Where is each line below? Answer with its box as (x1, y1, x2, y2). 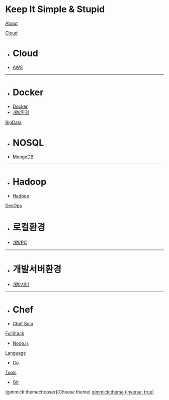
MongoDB (12, 154, 34, 160)
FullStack (5, 330, 25, 336)
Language (5, 350, 26, 356)
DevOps (5, 203, 22, 209)
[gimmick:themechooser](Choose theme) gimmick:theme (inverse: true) (5, 389, 154, 395)
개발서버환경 (12, 263, 62, 275)
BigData (5, 119, 22, 125)
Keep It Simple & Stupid (5, 4, 105, 15)
